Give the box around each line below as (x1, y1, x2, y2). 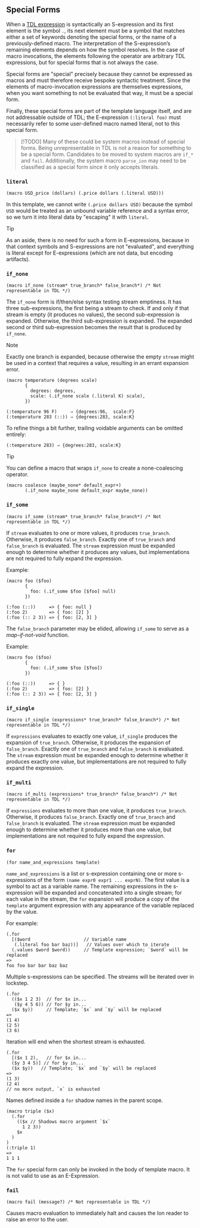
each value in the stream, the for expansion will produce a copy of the (6, 895, 180, 902)
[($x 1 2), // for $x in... (11, 1055, 87, 1061)
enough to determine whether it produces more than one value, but (6, 826, 172, 833)
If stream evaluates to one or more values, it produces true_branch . (6, 529, 171, 537)
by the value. (6, 908, 38, 915)
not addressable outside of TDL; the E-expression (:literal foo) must (6, 114, 181, 121)
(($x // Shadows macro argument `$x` (17, 1119, 111, 1125)
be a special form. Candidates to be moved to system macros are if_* (20, 151, 194, 158)
